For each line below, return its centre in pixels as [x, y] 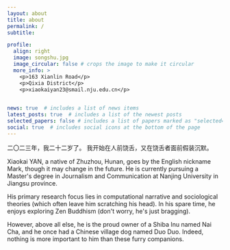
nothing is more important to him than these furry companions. [95, 239]
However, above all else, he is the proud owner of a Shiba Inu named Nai [110, 224]
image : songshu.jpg [41, 58]
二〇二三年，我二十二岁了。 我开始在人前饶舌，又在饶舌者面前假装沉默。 [110, 147]
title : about [26, 20]
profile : [20, 45]
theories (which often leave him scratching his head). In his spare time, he [111, 203]
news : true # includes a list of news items [73, 108]
